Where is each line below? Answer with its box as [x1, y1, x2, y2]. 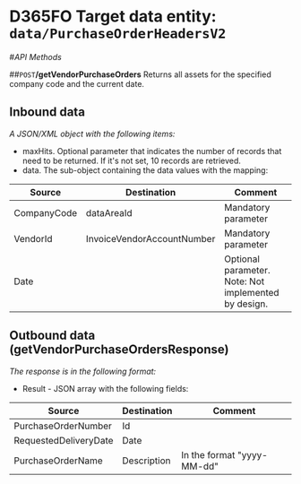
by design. [223, 298, 269, 310]
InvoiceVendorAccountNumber [85, 232, 216, 245]
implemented [223, 286, 279, 298]
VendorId [13, 232, 53, 245]
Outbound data [9, 328, 96, 343]
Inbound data [9, 105, 85, 120]
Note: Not [223, 275, 265, 288]
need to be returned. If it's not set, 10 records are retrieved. [21, 155, 242, 166]
